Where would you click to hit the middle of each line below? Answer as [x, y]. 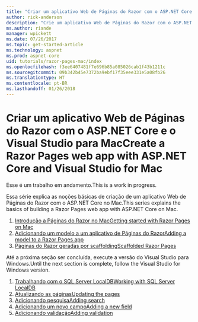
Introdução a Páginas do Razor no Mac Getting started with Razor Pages [102, 221]
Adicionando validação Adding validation [64, 313]
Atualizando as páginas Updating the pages [67, 294]
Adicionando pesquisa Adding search [60, 300]
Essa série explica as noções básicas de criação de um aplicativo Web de [96, 196]
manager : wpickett [29, 34]
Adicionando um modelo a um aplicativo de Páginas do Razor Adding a [100, 233]
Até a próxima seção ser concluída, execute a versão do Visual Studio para [98, 257]
